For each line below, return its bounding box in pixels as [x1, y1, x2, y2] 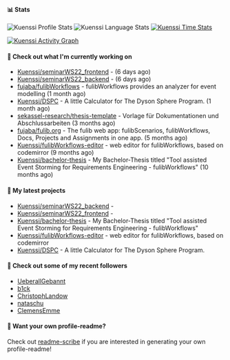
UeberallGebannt [17, 276, 66, 285]
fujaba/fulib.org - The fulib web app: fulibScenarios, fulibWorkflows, [17, 126, 211, 135]
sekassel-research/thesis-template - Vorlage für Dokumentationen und [17, 112, 219, 120]
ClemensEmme [17, 306, 61, 314]
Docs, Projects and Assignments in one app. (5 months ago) [17, 134, 188, 142]
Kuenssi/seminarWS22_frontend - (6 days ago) [17, 68, 151, 76]
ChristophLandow [17, 292, 68, 300]
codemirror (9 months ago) [17, 149, 94, 157]
